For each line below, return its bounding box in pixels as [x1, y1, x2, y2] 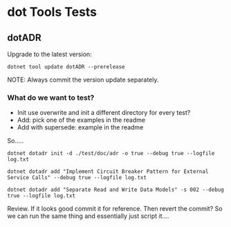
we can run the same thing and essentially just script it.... [7, 212, 169, 220]
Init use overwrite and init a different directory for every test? [17, 109, 191, 117]
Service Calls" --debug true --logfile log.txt [7, 174, 147, 181]
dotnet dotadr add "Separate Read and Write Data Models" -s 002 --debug [7, 186, 225, 194]
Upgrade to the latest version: [7, 50, 92, 58]
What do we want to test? [7, 93, 95, 102]
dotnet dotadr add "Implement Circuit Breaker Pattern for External [7, 168, 209, 175]
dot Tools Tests [7, 4, 98, 20]
